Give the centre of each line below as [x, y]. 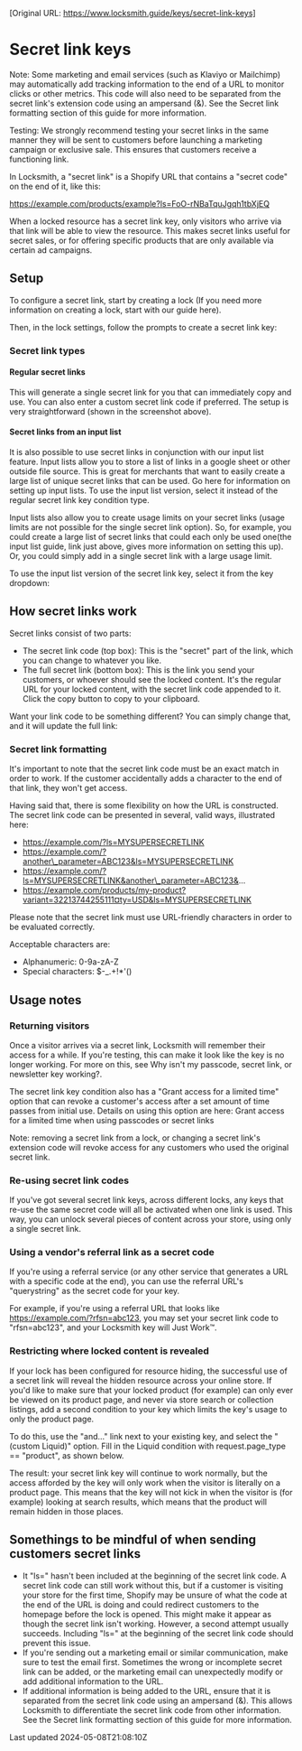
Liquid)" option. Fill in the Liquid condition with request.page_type [164, 1446]
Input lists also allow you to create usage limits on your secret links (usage [147, 517]
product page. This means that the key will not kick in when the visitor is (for [151, 1492]
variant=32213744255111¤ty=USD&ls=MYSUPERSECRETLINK [137, 900]
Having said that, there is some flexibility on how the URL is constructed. [144, 806]
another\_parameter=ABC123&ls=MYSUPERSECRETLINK [128, 862]
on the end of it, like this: [55, 186]
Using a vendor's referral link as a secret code [112, 1253]
